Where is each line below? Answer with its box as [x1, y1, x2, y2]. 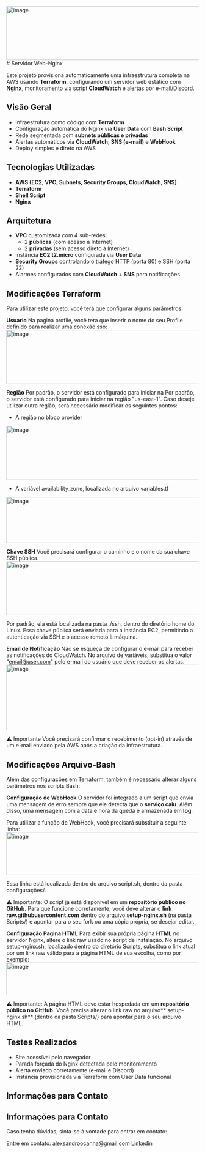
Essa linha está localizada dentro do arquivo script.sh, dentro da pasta [6, 880, 183, 888]
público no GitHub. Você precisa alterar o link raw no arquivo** [6, 1007, 167, 1014]
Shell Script [15, 191, 46, 199]
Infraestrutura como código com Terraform [15, 118, 125, 125]
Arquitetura [6, 216, 51, 226]
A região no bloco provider [15, 413, 83, 421]
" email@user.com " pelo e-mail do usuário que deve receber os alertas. [6, 658, 185, 665]
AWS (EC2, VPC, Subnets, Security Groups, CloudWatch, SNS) [15, 178, 177, 186]
